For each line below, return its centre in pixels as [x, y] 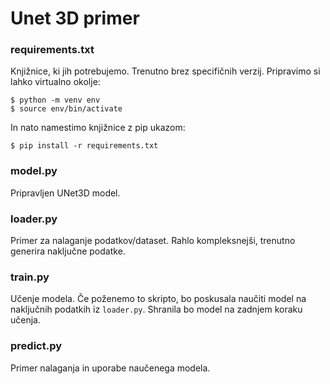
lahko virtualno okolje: [55, 82]
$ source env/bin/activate [66, 109]
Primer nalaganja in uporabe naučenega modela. [110, 368]
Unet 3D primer [75, 18]
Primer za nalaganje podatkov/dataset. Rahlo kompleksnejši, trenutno [153, 241]
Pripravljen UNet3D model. [65, 193]
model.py [34, 171]
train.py [30, 277]
